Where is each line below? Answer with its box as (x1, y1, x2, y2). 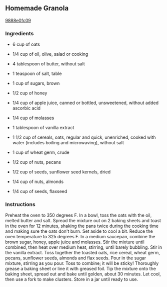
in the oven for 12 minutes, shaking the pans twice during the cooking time (5, 223, 159, 229)
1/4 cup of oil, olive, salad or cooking (12, 51, 88, 57)
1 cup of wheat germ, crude (12, 149, 69, 155)
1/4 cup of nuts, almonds (12, 178, 64, 185)
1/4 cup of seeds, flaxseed (12, 188, 67, 195)
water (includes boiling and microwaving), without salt (12, 140, 124, 146)
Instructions (5, 201, 36, 208)
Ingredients (5, 30, 34, 37)
